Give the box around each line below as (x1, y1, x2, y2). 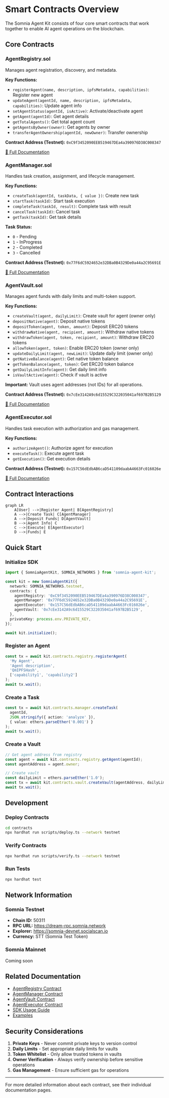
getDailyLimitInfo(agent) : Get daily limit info (12, 367, 107, 373)
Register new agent (12, 92, 53, 98)
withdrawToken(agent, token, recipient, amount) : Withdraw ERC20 (12, 334, 154, 340)
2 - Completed (12, 244, 43, 250)
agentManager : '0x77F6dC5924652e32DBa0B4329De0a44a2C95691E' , (14, 598, 147, 603)
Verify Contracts (5, 842, 47, 849)
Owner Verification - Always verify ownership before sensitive (12, 1057, 143, 1063)
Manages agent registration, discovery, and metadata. (5, 67, 117, 73)
